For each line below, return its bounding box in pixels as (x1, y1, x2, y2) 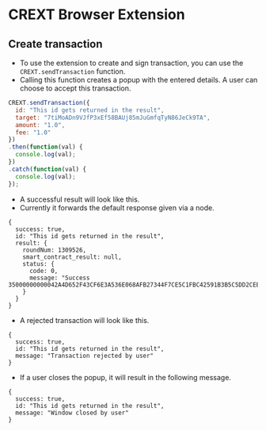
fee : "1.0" (15, 129, 51, 137)
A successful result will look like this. (19, 194, 140, 204)
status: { (22, 260, 55, 267)
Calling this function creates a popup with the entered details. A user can (19, 75, 258, 84)
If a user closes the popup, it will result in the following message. (19, 372, 232, 382)
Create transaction (8, 37, 103, 51)
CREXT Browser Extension (8, 6, 185, 24)
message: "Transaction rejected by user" (15, 352, 154, 360)
